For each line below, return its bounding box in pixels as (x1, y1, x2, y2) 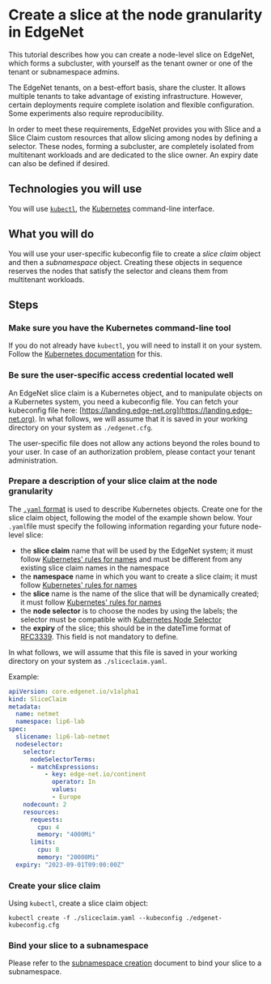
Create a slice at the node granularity (8, 6, 263, 24)
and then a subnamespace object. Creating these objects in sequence (8, 257, 243, 267)
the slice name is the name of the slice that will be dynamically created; (19, 588, 260, 598)
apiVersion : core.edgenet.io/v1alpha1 (8, 687, 139, 695)
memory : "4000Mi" (37, 831, 95, 839)
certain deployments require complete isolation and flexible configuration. (8, 100, 255, 109)
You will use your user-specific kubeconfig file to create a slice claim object (8, 249, 261, 259)
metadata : (8, 703, 42, 711)
